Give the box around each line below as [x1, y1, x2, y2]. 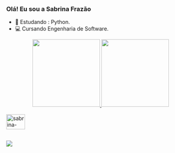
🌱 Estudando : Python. [14, 19, 70, 26]
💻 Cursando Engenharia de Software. [14, 25, 109, 32]
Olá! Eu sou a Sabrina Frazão [6, 5, 91, 13]
